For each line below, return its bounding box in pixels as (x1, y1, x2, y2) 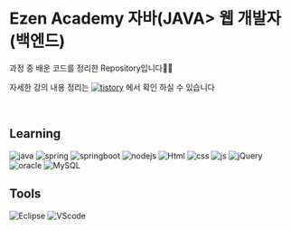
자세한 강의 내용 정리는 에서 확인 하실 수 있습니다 (9, 81, 215, 92)
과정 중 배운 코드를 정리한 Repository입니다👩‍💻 (9, 62, 174, 73)
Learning (9, 126, 61, 141)
